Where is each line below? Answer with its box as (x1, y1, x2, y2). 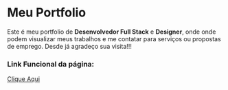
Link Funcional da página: (7, 59, 95, 69)
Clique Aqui (7, 75, 40, 83)
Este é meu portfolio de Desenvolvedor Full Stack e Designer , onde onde (7, 27, 216, 36)
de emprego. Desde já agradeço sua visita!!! (7, 42, 133, 50)
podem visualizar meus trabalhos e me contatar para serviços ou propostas (7, 34, 221, 43)
